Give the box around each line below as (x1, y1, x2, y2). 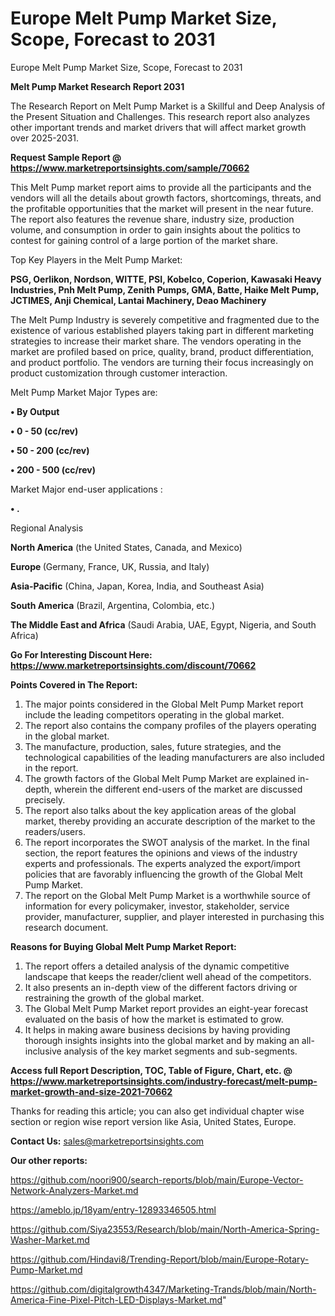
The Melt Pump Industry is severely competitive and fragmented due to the (10, 313, 320, 326)
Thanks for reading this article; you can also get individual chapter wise (10, 1105, 305, 1117)
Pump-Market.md (10, 1263, 83, 1276)
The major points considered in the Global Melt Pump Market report (24, 698, 304, 710)
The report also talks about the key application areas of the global (24, 804, 297, 816)
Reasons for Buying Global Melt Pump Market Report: (10, 940, 237, 952)
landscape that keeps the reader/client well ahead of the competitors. (24, 970, 312, 982)
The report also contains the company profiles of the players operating (24, 719, 317, 731)
